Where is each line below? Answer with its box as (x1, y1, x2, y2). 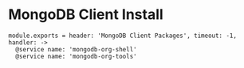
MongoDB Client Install (8, 6, 163, 24)
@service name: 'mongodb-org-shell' (15, 45, 137, 53)
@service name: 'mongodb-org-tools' (15, 52, 137, 60)
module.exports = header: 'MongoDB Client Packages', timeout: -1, (8, 32, 238, 40)
